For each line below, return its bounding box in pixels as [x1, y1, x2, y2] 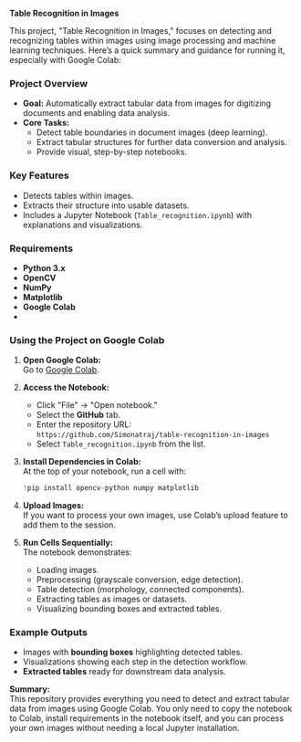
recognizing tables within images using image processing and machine [9, 36, 276, 46]
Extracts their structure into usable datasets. [22, 200, 190, 211]
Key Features [9, 169, 70, 182]
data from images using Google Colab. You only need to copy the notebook [9, 703, 293, 715]
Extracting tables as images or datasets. [36, 593, 188, 605]
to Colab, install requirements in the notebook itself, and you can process [9, 713, 285, 724]
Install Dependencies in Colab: [22, 456, 141, 467]
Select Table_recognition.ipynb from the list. [36, 438, 206, 450]
